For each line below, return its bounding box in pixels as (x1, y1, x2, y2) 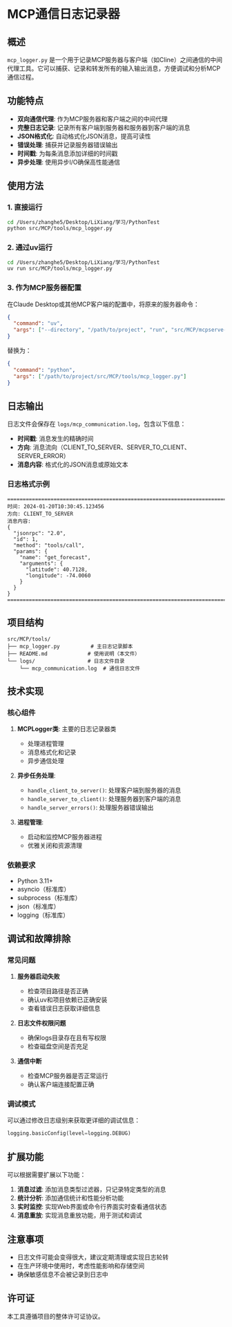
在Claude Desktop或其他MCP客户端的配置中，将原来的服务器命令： (7, 300, 200, 308)
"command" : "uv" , (13, 320, 64, 327)
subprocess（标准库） (17, 893, 81, 902)
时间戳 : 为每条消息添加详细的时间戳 (17, 149, 118, 158)
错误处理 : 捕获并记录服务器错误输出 (17, 140, 118, 149)
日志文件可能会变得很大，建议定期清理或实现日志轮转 (17, 1252, 169, 1261)
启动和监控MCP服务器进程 (27, 833, 102, 841)
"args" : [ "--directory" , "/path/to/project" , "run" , (13, 326, 168, 334)
